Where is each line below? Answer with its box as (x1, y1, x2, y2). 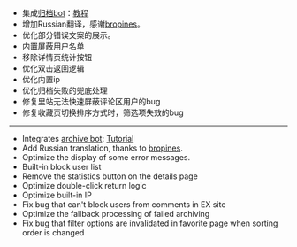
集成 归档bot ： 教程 (21, 8, 89, 18)
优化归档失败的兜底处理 (21, 85, 108, 96)
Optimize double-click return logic (21, 181, 148, 190)
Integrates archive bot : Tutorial (21, 134, 134, 143)
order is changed (21, 228, 85, 237)
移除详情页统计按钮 (21, 52, 93, 62)
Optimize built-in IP (21, 189, 93, 200)
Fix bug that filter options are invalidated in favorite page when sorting (21, 218, 278, 228)
